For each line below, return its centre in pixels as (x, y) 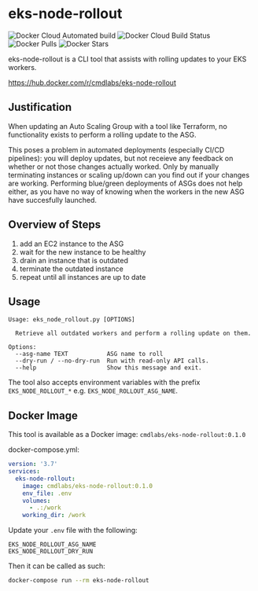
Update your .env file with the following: (73, 530)
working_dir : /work (54, 516)
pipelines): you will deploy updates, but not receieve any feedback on (121, 158)
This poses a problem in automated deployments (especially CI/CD (116, 149)
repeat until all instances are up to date (83, 277)
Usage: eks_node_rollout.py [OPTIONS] (72, 320)
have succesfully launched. (52, 200)
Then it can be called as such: (57, 566)
